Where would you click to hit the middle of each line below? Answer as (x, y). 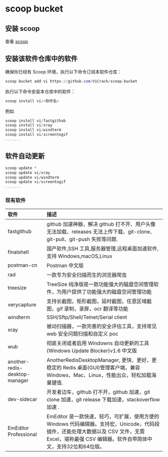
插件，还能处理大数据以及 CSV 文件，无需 (96, 431)
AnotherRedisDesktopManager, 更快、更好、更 (102, 360)
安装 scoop (22, 28)
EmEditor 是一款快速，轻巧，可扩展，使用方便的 (103, 416)
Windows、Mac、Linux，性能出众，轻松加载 (99, 375)
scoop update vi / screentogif (35, 182)
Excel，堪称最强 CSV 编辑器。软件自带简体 (97, 439)
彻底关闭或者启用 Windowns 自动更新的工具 (98, 343)
